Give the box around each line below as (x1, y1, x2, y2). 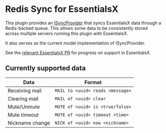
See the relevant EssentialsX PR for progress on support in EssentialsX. (5, 50, 151, 56)
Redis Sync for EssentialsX (5, 3, 119, 15)
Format (84, 78, 102, 85)
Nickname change (7, 119, 51, 126)
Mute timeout (7, 111, 39, 118)
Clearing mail (7, 95, 39, 102)
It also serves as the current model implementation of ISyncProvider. (5, 40, 146, 46)
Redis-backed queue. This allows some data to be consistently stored (5, 25, 148, 31)
